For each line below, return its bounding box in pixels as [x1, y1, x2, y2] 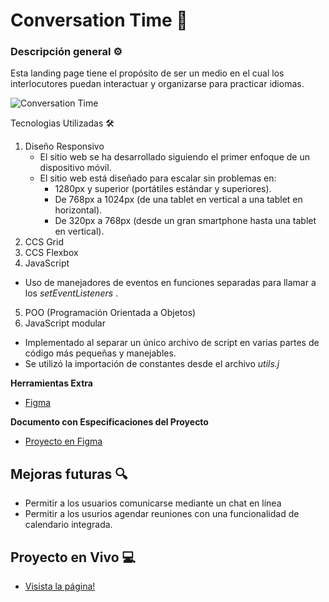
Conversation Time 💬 [10, 9, 188, 32]
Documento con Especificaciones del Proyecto [10, 416, 209, 428]
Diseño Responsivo [24, 140, 105, 153]
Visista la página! [24, 580, 96, 593]
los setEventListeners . [24, 287, 119, 299]
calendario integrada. [24, 519, 113, 531]
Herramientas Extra [10, 377, 93, 389]
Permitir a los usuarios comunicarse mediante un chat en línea [24, 497, 282, 509]
